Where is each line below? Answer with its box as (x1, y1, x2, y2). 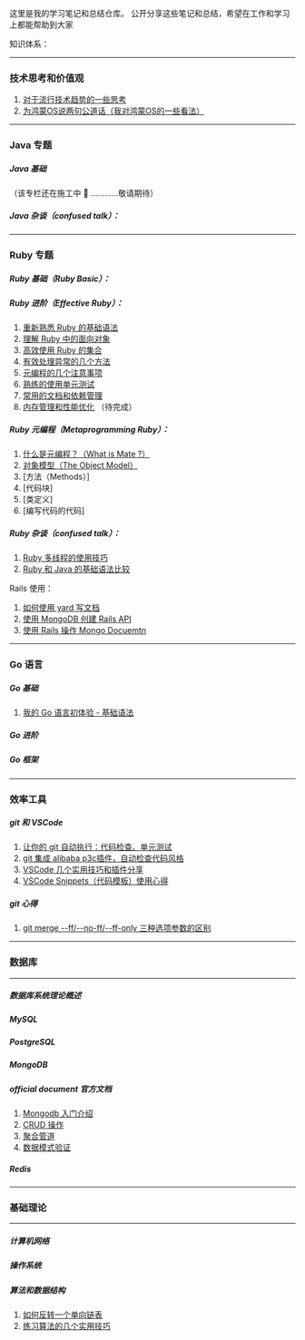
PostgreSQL (9, 1037, 56, 1048)
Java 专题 (9, 139, 53, 152)
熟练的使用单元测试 (22, 379, 95, 390)
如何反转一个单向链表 (22, 1309, 103, 1320)
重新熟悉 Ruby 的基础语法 (22, 322, 119, 333)
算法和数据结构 (9, 1285, 65, 1296)
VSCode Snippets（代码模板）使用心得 (22, 875, 169, 886)
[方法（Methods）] (22, 471, 91, 483)
